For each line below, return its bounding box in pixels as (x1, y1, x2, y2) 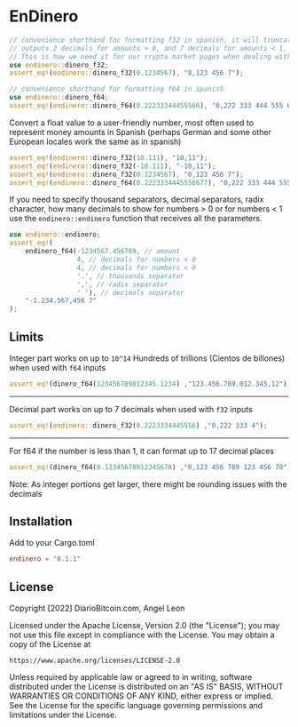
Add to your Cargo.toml (9, 538, 95, 548)
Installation (9, 514, 73, 530)
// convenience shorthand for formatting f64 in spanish (9, 84, 224, 94)
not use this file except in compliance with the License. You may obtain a (9, 629, 275, 641)
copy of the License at (9, 639, 91, 650)
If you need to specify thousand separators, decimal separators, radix (9, 194, 264, 205)
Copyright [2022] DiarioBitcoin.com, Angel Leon (9, 603, 185, 614)
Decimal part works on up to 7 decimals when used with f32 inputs (9, 403, 253, 414)
